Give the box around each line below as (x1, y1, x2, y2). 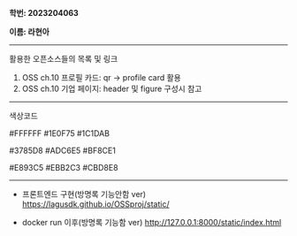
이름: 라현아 (9, 27, 50, 37)
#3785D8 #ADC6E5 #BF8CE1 (9, 145, 117, 156)
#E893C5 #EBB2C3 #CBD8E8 (9, 163, 118, 172)
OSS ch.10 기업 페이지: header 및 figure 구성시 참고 (21, 83, 202, 94)
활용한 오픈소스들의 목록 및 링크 (9, 54, 118, 64)
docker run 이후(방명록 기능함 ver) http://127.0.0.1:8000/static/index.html (21, 217, 282, 227)
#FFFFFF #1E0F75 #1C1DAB (9, 128, 110, 139)
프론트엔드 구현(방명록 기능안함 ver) (21, 189, 147, 199)
